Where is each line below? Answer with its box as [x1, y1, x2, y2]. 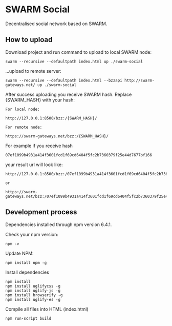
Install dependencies [5, 269, 50, 275]
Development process [5, 208, 77, 216]
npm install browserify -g [5, 292, 63, 298]
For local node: [5, 107, 40, 112]
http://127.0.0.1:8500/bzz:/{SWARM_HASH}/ [5, 115, 97, 121]
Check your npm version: [5, 231, 59, 237]
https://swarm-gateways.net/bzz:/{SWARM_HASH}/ [5, 133, 109, 139]
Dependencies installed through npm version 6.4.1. [5, 221, 112, 228]
